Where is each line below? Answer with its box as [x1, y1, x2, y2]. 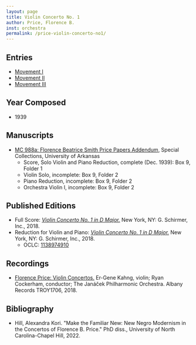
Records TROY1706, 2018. [14, 287, 77, 294]
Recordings [6, 258, 49, 268]
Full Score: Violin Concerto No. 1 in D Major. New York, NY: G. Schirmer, [14, 216, 188, 224]
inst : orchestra [6, 25, 46, 31]
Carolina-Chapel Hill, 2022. [14, 332, 81, 339]
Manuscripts [6, 130, 54, 140]
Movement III [14, 80, 46, 87]
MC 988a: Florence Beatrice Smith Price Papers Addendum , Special [14, 146, 179, 153]
